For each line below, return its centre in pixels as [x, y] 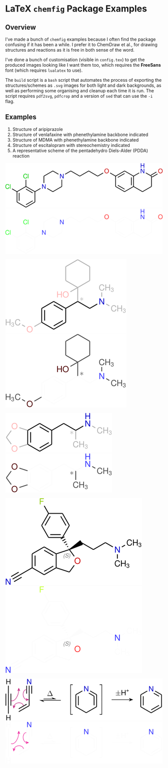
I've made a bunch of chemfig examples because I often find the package [80, 39]
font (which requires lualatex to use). [44, 70]
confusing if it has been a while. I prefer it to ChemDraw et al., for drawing [81, 45]
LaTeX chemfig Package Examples [76, 9]
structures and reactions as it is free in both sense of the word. [70, 50]
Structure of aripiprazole [38, 129]
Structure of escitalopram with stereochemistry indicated [71, 145]
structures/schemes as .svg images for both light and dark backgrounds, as [83, 85]
